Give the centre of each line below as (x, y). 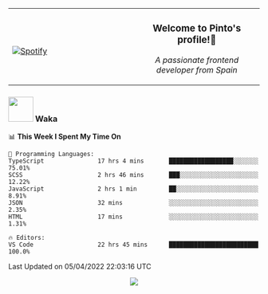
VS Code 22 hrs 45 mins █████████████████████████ (134, 245)
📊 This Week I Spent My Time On (65, 137)
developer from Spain (197, 69)
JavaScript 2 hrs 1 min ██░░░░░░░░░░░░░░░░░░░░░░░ (134, 189)
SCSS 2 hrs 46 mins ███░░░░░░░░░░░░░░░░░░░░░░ (134, 175)
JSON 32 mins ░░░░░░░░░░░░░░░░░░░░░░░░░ (134, 203)
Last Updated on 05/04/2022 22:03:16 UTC (80, 267)
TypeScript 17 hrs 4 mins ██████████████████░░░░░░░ (134, 161)
